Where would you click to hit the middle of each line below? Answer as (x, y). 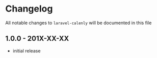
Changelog (29, 9)
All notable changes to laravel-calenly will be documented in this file (78, 23)
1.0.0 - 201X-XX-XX (37, 39)
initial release (27, 50)
